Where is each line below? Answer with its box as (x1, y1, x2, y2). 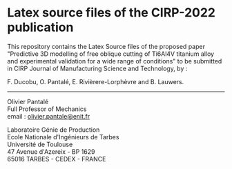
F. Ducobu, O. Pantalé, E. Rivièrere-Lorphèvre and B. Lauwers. (7, 77, 184, 86)
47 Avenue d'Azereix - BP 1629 (7, 147, 95, 156)
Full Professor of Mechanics (7, 105, 87, 113)
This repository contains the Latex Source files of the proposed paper (7, 42, 206, 50)
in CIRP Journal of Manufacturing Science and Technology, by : (7, 64, 188, 72)
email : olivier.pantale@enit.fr (7, 112, 90, 120)
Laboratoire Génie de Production (7, 126, 100, 134)
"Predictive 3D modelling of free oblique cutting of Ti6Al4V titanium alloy (7, 50, 215, 58)
